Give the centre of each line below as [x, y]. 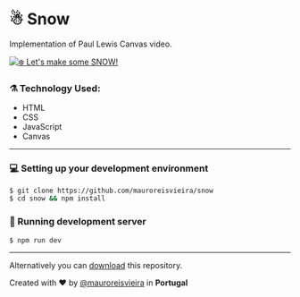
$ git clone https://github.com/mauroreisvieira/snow [112, 191]
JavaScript [42, 127]
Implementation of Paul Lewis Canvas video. [91, 44]
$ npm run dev [36, 240]
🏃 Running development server [78, 222]
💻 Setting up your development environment [109, 168]
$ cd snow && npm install [57, 199]
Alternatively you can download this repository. [96, 266]
